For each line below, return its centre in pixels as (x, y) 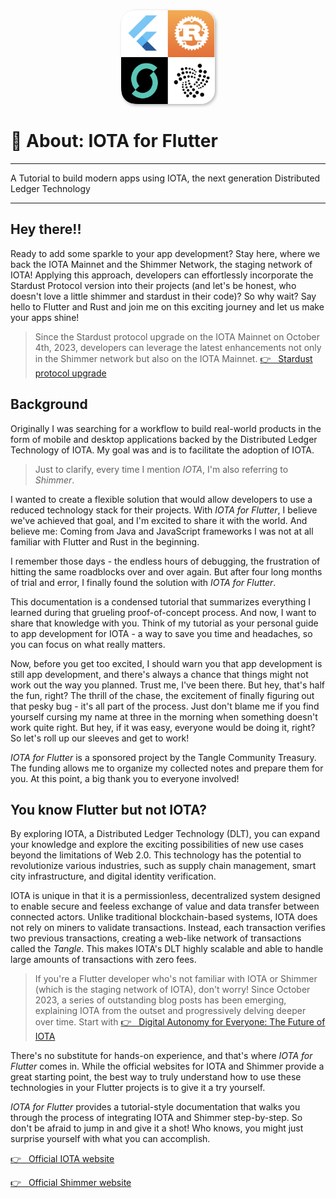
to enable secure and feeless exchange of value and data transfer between (165, 906)
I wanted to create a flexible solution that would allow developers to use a (161, 499)
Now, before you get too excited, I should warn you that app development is (166, 663)
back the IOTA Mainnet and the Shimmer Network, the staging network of (161, 264)
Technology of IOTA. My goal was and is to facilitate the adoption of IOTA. (162, 450)
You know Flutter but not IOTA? (108, 809)
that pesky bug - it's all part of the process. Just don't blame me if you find (165, 706)
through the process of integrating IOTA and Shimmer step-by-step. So (156, 1118)
